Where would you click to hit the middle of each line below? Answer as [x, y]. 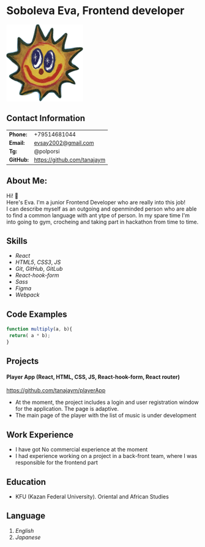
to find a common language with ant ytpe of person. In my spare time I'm [98, 215]
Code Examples [37, 314]
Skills [17, 241]
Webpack [27, 295]
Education [26, 482]
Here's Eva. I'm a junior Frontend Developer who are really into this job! [96, 202]
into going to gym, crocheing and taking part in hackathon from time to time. [102, 222]
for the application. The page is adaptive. [67, 409]
